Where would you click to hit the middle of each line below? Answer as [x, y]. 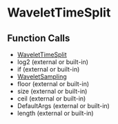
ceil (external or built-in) [51, 99]
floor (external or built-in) [53, 84]
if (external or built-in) [48, 69]
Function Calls [39, 38]
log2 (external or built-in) [52, 62]
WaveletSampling [42, 76]
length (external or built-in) [56, 113]
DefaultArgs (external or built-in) [63, 106]
